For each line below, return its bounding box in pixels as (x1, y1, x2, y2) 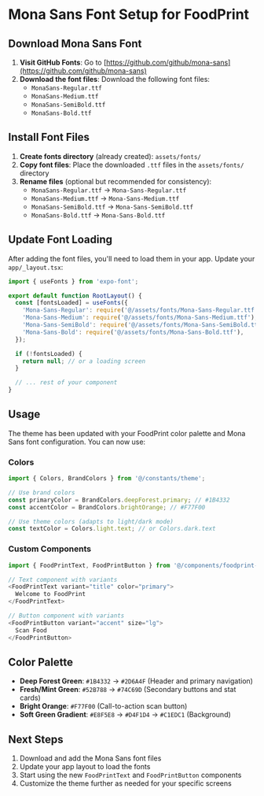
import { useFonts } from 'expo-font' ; (8, 277, 139, 285)
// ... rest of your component (15, 379, 118, 387)
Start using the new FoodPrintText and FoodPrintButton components (19, 770, 242, 780)
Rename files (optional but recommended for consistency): (19, 176, 212, 186)
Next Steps (8, 732, 64, 746)
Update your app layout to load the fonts (19, 762, 151, 772)
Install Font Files (8, 131, 90, 144)
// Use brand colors (8, 488, 76, 497)
